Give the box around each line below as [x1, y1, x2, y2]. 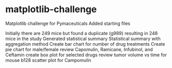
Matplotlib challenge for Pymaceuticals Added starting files [5, 20, 130, 26]
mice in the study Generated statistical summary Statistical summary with [5, 36, 161, 42]
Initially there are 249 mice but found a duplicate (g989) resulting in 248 [5, 30, 158, 36]
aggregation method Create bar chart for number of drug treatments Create [5, 41, 165, 47]
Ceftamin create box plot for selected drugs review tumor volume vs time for [5, 52, 167, 58]
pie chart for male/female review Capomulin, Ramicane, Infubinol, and [5, 46, 153, 52]
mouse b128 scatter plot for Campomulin [5, 57, 91, 63]
